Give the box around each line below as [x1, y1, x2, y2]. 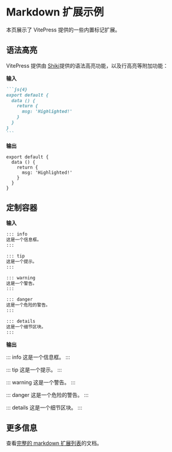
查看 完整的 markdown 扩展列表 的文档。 [6, 440, 102, 447]
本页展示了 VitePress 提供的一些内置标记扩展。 [6, 26, 121, 33]
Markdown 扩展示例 [6, 5, 105, 19]
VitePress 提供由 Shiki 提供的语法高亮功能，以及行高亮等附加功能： [6, 62, 168, 69]
